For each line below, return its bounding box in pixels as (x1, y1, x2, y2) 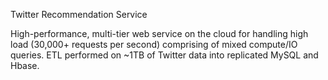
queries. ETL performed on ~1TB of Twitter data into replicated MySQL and (10, 49, 319, 61)
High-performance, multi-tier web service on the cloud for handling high (10, 28, 309, 39)
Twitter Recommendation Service (10, 9, 148, 20)
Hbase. (10, 60, 40, 71)
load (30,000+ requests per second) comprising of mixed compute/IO (10, 39, 298, 50)
